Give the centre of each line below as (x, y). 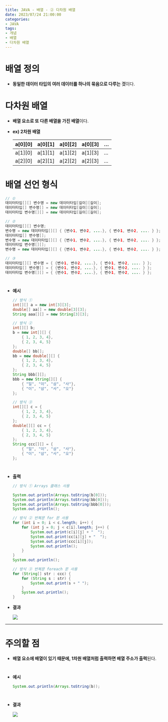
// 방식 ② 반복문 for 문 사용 (40, 518)
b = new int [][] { (31, 333)
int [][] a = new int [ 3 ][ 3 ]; (42, 305)
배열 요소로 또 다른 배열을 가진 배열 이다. (50, 121)
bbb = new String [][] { (37, 379)
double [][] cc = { (31, 426)
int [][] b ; (24, 328)
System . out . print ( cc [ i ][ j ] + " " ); (69, 537)
